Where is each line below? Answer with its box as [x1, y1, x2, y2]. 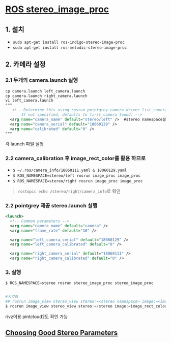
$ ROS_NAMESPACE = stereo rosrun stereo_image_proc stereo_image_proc [5, 281, 154, 286]
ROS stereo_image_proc [5, 4, 109, 15]
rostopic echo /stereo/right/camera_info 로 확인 [17, 188, 121, 194]
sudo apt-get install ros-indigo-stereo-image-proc [12, 40, 125, 45]
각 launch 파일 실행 [5, 141, 44, 147]
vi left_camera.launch [5, 98, 53, 103]
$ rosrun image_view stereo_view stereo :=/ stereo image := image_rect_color [5, 303, 167, 308]
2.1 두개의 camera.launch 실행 [5, 77, 78, 84]
